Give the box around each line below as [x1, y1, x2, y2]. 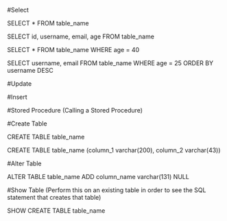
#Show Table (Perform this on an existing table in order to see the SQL [7, 186, 206, 194]
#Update [7, 80, 32, 88]
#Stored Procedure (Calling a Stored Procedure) [7, 106, 143, 114]
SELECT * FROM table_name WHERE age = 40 [7, 46, 140, 54]
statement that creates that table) [7, 194, 101, 201]
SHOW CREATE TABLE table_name [7, 207, 106, 215]
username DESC [7, 67, 53, 74]
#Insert [7, 93, 27, 101]
